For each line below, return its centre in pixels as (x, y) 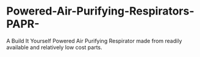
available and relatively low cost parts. (54, 47)
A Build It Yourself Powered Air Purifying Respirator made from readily (94, 41)
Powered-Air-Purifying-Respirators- (100, 11)
